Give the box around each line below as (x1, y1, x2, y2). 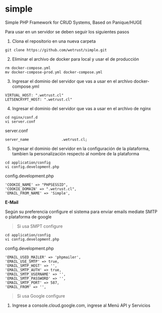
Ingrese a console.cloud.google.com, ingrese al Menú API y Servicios (12, 302, 151, 308)
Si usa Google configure (16, 293, 65, 299)
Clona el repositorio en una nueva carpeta (12, 38, 96, 44)
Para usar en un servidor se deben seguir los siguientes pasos (5, 29, 130, 34)
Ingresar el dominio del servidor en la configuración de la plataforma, (12, 146, 150, 151)
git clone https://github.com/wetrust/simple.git (5, 48, 107, 52)
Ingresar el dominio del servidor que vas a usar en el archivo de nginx (12, 105, 151, 111)
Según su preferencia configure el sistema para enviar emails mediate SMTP (5, 209, 158, 214)
